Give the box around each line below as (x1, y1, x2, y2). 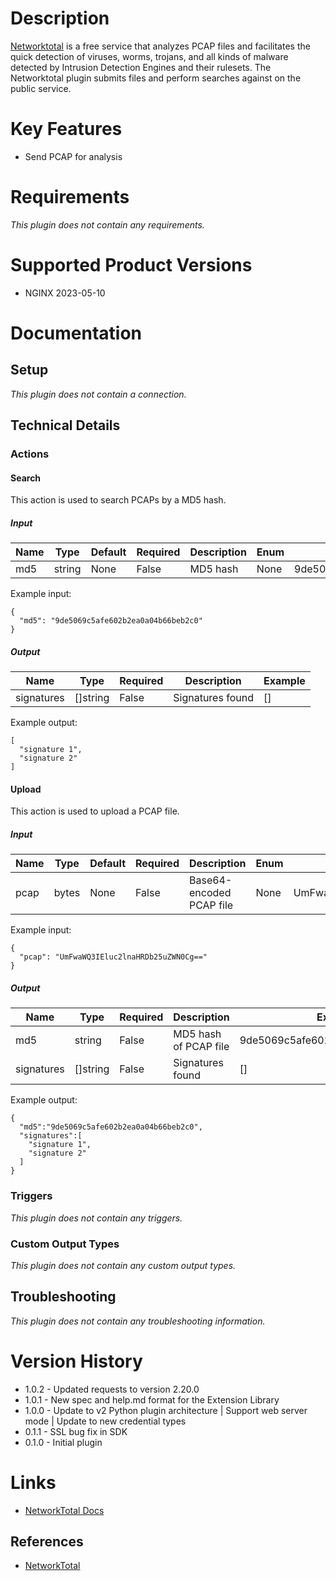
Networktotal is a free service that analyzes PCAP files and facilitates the (10, 40, 311, 52)
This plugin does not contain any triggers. (10, 1212, 183, 1224)
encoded (188, 886, 232, 900)
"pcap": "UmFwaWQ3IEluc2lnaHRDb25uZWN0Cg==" (19, 952, 208, 962)
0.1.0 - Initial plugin (24, 1436, 103, 1448)
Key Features (10, 118, 123, 141)
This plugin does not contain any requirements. (10, 218, 205, 231)
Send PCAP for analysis (24, 150, 123, 162)
